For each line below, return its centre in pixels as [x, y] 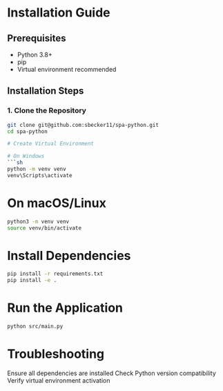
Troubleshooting [56, 354]
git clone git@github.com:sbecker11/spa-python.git [83, 125]
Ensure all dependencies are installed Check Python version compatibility [111, 373]
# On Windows [26, 157]
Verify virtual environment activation [59, 380]
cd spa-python [28, 131]
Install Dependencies [69, 255]
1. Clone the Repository [47, 110]
